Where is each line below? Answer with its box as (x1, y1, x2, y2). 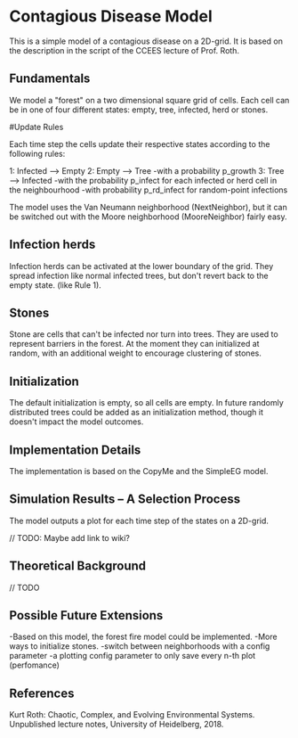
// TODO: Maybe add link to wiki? (9, 532, 131, 543)
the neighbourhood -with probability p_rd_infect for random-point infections (9, 184, 288, 195)
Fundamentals (9, 71, 91, 86)
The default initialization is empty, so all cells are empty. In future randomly (9, 398, 285, 408)
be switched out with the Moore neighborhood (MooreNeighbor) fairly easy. (9, 211, 287, 222)
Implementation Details (9, 442, 141, 457)
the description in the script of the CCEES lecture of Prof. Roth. (9, 45, 240, 55)
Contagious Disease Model (9, 6, 213, 27)
